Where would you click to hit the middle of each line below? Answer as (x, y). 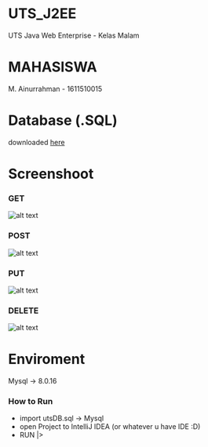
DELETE (24, 311)
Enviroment (47, 360)
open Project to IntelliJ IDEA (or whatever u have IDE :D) (110, 427)
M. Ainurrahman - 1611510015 (55, 89)
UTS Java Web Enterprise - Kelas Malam (74, 35)
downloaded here (36, 142)
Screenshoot (51, 174)
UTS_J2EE (42, 14)
